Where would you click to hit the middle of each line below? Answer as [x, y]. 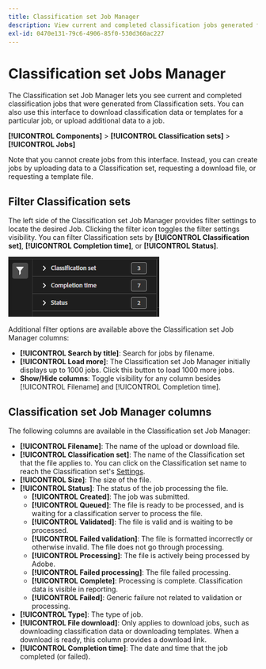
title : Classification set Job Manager [74, 17]
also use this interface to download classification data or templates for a [126, 112]
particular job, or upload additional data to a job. [86, 121]
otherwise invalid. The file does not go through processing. [127, 547]
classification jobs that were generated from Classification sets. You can [126, 104]
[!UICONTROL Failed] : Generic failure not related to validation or [137, 597]
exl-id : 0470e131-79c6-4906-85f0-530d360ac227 [86, 33]
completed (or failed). [55, 656]
